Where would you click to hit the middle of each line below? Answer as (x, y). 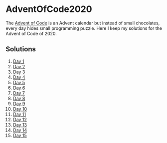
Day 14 (20, 130)
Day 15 (20, 135)
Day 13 (20, 125)
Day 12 (20, 119)
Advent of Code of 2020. (31, 33)
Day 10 (20, 109)
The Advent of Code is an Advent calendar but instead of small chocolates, (83, 23)
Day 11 (19, 114)
